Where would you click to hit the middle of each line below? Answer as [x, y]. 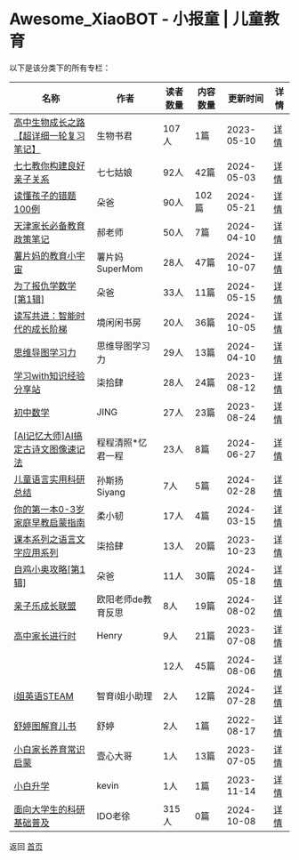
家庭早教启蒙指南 [50, 522]
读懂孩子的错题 [45, 196]
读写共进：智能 [45, 316]
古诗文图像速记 [54, 449]
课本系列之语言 [45, 539]
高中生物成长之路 [50, 122]
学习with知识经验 [49, 375]
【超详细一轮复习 [50, 135]
